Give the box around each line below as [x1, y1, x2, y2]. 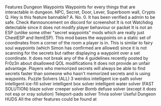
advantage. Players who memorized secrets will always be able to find [5, 66, 145, 71]
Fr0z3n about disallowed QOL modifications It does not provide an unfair [5, 60, 150, 66]
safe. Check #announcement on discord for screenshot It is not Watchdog [5, 19, 153, 25]
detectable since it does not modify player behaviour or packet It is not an [5, 25, 153, 30]
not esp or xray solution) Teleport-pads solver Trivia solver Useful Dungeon [5, 91, 156, 97]
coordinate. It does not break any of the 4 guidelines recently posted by [5, 55, 148, 61]
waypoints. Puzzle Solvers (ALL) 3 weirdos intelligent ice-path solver [5, 76, 143, 81]
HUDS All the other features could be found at [5, 96, 97, 102]
